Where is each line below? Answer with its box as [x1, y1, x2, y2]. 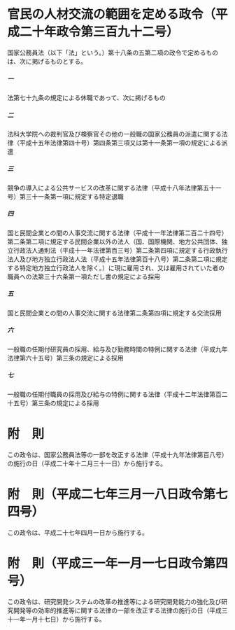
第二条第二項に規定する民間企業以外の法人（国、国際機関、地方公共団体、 [7, 237, 222, 246]
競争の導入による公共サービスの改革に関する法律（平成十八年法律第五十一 [7, 183, 222, 192]
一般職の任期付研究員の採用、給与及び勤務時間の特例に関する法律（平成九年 [7, 344, 228, 353]
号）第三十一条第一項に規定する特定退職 [7, 192, 124, 200]
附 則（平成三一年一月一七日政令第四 [7, 555, 229, 571]
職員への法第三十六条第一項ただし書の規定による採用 [7, 272, 161, 281]
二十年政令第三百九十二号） [20, 24, 180, 40]
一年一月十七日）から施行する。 [13, 615, 106, 623]
